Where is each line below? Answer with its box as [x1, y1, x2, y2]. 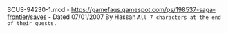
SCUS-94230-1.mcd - [7, 6, 70, 13]
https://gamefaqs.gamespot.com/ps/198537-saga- [71, 6, 216, 13]
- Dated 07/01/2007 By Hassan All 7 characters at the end [48, 13, 221, 21]
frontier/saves [7, 13, 47, 21]
